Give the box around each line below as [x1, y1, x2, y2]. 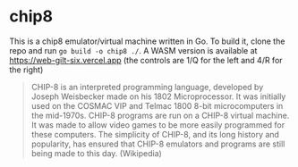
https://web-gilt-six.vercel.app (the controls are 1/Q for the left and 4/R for [9, 54, 284, 65]
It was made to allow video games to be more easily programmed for [30, 119, 285, 130]
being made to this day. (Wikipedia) [30, 147, 163, 158]
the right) [9, 64, 44, 75]
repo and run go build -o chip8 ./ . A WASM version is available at [9, 45, 258, 55]
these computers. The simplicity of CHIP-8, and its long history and [30, 129, 280, 139]
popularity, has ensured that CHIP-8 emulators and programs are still [30, 138, 285, 149]
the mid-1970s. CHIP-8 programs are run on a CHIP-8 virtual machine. [30, 110, 290, 121]
